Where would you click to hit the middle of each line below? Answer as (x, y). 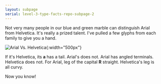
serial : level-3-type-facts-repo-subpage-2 (50, 14)
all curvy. (14, 67)
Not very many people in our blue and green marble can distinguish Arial (78, 28)
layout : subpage (21, 9)
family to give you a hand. (31, 38)
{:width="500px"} (64, 47)
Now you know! (21, 76)
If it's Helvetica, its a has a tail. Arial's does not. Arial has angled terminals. (79, 56)
